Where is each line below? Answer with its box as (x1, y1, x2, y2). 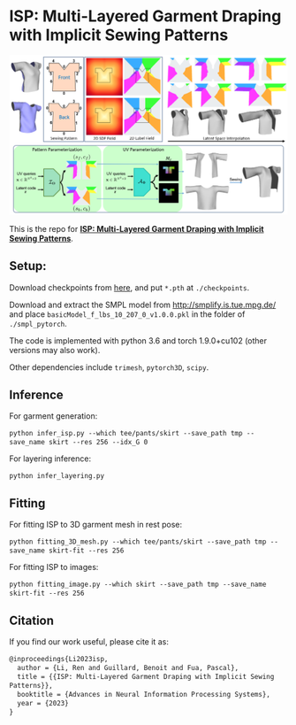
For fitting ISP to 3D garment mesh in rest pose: (9, 520, 183, 530)
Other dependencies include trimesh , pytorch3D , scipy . (9, 361, 209, 373)
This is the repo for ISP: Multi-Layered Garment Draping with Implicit (9, 223, 264, 234)
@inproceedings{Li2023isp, (9, 655, 109, 664)
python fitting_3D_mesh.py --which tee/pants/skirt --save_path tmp (9, 537, 267, 546)
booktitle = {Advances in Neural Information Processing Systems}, (17, 690, 271, 699)
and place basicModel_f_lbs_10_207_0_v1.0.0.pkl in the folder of (9, 308, 246, 320)
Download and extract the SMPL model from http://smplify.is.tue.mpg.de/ (9, 299, 277, 310)
